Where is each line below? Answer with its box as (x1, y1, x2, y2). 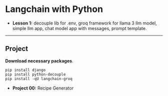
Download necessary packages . (5, 57, 73, 63)
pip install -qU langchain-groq (5, 76, 72, 81)
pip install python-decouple (5, 71, 66, 77)
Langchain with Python (5, 3, 103, 15)
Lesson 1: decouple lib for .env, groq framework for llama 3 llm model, (12, 20, 157, 26)
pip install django (5, 67, 46, 72)
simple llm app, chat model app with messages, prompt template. (12, 25, 147, 31)
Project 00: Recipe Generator (12, 85, 74, 91)
